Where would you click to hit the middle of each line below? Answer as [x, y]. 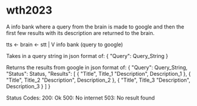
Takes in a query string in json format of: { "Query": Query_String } [87, 56]
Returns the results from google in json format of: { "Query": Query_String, [97, 67]
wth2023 [29, 10]
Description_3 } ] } [28, 86]
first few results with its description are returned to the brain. [80, 33]
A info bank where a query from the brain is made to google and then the [95, 27]
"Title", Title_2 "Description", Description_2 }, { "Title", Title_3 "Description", [99, 80]
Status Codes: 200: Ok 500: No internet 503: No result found [81, 98]
